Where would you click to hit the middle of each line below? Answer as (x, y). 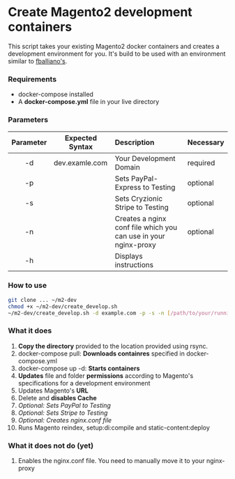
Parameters (28, 120)
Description (135, 142)
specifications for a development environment (84, 383)
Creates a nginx (141, 218)
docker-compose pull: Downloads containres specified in (101, 353)
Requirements (32, 79)
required (201, 162)
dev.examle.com (80, 162)
